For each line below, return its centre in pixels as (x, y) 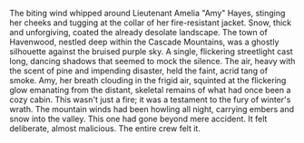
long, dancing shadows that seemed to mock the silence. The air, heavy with (152, 61)
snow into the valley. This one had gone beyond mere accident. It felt (138, 119)
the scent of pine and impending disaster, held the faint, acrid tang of (139, 71)
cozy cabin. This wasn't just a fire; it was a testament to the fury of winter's (150, 100)
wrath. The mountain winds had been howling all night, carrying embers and (152, 109)
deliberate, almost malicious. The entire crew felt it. (105, 129)
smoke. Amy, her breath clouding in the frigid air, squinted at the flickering (148, 80)
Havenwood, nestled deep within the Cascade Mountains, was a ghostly (144, 42)
